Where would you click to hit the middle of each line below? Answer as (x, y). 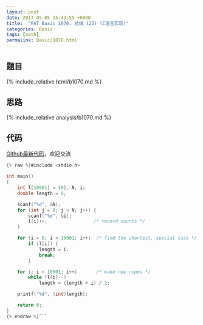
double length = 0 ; (42, 193)
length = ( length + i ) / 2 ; (74, 283)
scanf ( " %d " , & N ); (39, 204)
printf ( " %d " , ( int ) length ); (53, 294)
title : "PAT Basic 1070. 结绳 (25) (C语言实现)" (67, 23)
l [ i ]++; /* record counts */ (87, 221)
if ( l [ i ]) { (43, 244)
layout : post (23, 12)
